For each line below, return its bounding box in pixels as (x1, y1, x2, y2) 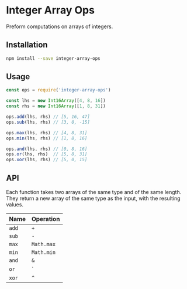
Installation (6, 40, 48, 50)
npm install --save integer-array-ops (6, 55, 101, 62)
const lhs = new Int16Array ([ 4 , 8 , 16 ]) (6, 98, 106, 104)
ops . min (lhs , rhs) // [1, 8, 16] (6, 135, 88, 141)
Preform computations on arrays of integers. (6, 23, 113, 30)
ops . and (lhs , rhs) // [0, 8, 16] (6, 146, 88, 152)
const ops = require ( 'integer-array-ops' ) (6, 87, 111, 93)
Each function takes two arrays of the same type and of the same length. (6, 189, 182, 195)
